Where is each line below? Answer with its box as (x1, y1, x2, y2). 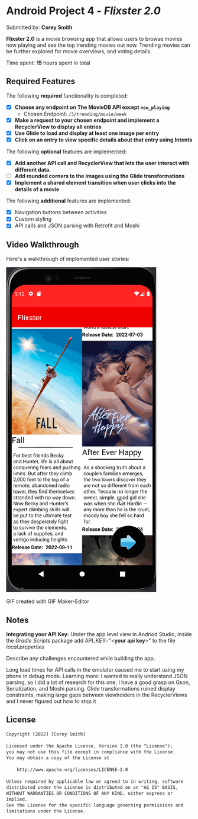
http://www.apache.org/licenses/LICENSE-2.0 (17, 766, 128, 773)
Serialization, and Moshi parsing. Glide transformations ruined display (6, 685, 176, 692)
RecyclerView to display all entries (14, 123, 102, 130)
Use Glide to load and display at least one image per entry (14, 129, 160, 137)
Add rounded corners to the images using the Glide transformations (14, 173, 185, 180)
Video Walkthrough (6, 240, 79, 250)
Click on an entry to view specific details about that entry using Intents (14, 136, 193, 143)
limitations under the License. (6, 808, 86, 814)
